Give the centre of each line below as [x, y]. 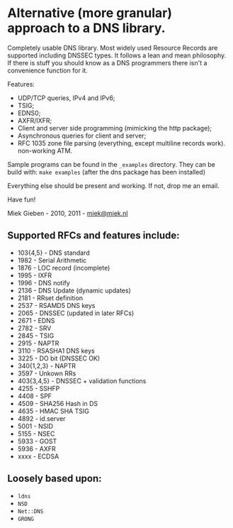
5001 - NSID [35, 426]
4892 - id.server [41, 418]
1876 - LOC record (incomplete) [64, 268]
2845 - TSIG [36, 336]
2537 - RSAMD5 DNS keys [56, 305]
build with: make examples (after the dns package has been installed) [107, 172]
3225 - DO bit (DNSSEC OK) [59, 358]
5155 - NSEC [36, 434]
